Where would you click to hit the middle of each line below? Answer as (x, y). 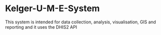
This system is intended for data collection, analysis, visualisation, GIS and (80, 22)
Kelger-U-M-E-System (52, 9)
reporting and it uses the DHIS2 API (41, 27)
